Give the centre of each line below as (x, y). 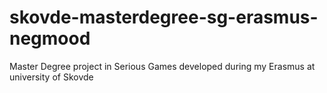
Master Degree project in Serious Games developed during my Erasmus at (162, 66)
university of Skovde (51, 77)
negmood (50, 38)
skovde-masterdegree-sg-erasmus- (164, 17)
